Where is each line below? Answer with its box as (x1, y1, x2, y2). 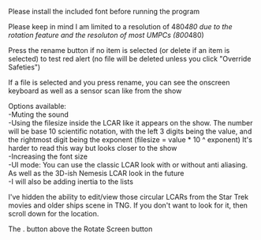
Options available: (8, 102, 67, 111)
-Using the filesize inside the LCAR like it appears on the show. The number (8, 118, 253, 127)
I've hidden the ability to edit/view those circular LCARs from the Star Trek (8, 193, 249, 201)
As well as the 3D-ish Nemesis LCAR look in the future (8, 169, 185, 178)
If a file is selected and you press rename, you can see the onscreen (8, 78, 230, 87)
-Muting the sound (8, 110, 69, 119)
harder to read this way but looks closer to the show (8, 144, 177, 152)
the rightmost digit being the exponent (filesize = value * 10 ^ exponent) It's (8, 135, 252, 144)
